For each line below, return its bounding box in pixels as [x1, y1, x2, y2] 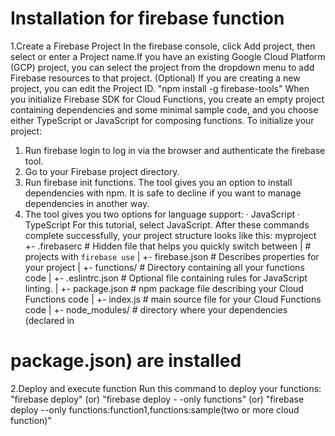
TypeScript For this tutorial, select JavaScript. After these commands [24, 218, 310, 231]
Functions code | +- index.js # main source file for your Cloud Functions [24, 293, 322, 305]
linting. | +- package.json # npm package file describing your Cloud [24, 282, 304, 294]
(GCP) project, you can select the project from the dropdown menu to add [10, 61, 315, 73]
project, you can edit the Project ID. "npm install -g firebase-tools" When [10, 82, 310, 94]
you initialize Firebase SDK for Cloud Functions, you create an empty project [10, 93, 325, 105]
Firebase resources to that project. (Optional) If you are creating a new [10, 72, 301, 84]
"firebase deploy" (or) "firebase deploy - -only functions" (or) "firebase [10, 393, 305, 405]
